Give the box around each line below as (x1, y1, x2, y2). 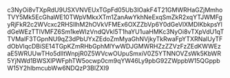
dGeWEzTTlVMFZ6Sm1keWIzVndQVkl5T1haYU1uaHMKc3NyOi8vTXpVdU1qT (7, 27, 224, 36)
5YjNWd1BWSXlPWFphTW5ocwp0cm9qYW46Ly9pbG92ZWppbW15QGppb (7, 57, 220, 64)
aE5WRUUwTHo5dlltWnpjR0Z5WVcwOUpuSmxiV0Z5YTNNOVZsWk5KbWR (7, 49, 222, 57)
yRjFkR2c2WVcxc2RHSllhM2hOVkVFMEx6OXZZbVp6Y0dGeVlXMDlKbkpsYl (7, 21, 222, 28)
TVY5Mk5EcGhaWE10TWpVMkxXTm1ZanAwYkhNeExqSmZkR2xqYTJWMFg (7, 13, 222, 21)
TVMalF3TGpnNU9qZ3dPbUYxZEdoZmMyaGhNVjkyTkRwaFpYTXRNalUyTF (7, 35, 223, 43)
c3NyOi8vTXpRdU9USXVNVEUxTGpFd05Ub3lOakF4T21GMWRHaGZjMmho (7, 6, 223, 14)
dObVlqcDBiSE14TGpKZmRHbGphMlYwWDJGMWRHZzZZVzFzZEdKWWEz (7, 42, 222, 50)
